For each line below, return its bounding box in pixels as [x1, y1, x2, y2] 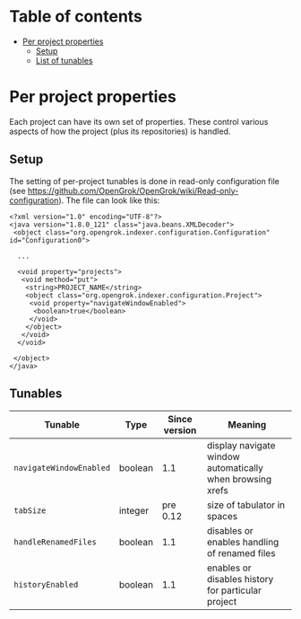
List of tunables [35, 55, 93, 66]
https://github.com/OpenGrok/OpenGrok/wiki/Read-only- [27, 185, 239, 196]
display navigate [206, 438, 276, 451]
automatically [206, 461, 264, 473]
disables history [206, 572, 274, 585]
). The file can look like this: [57, 195, 160, 206]
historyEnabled [13, 579, 79, 589]
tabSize [13, 505, 47, 516]
